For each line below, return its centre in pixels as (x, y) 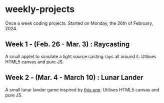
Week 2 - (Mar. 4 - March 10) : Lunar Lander (74, 78)
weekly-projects (40, 9)
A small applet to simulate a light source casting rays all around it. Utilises (81, 56)
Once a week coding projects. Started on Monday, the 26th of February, (79, 23)
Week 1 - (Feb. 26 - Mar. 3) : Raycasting (67, 44)
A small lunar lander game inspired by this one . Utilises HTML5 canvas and (82, 89)
